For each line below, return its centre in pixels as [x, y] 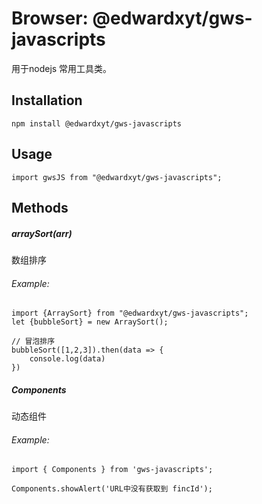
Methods [40, 207]
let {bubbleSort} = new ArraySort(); [90, 322]
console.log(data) [67, 359]
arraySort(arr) [42, 233]
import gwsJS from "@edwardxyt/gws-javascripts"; [117, 177]
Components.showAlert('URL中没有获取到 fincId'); [112, 489]
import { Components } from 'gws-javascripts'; [112, 470]
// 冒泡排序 [33, 342]
